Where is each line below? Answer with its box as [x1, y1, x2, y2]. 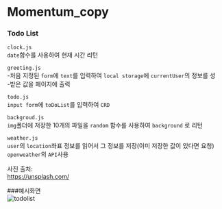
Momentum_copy [7, 4, 110, 20]
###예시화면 [7, 186, 41, 195]
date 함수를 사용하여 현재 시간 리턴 [7, 51, 98, 59]
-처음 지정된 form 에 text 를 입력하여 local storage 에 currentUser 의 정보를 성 [7, 71, 216, 79]
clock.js [7, 44, 32, 51]
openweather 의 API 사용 [7, 150, 69, 158]
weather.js [7, 135, 38, 142]
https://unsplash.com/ [7, 173, 70, 181]
